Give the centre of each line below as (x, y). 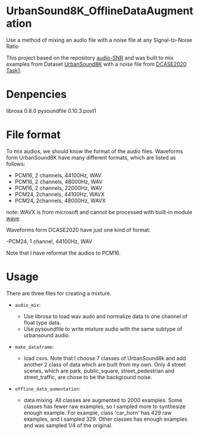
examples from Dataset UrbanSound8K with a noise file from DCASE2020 (97, 64)
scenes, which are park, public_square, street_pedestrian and (99, 371)
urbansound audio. (47, 335)
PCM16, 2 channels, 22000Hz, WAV (59, 188)
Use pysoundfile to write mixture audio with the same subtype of (103, 329)
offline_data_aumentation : (48, 388)
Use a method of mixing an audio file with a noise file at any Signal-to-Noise (99, 40)
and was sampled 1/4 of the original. (68, 425)
